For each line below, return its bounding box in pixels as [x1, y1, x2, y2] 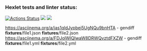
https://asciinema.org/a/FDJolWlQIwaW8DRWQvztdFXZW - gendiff [5, 35, 142, 41]
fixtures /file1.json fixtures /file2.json [5, 30, 79, 36]
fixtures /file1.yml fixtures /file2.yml [5, 40, 76, 46]
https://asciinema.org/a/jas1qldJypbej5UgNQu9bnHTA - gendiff [5, 25, 135, 31]
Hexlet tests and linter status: [5, 4, 77, 11]
